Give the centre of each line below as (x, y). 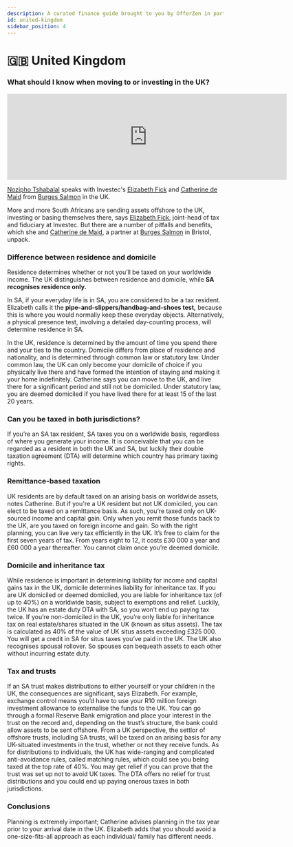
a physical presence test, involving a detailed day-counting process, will (109, 322)
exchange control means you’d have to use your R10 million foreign (102, 701)
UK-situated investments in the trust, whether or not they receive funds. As (113, 745)
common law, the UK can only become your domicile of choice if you (105, 365)
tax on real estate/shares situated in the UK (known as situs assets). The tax (115, 625)
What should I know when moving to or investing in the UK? (108, 82)
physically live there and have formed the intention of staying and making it (113, 372)
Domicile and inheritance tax (56, 565)
